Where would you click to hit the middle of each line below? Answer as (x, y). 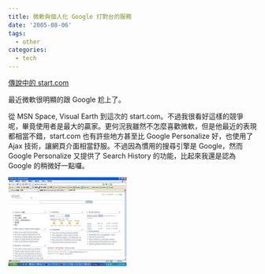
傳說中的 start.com (39, 83)
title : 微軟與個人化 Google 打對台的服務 (70, 17)
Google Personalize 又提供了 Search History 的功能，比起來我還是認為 (122, 156)
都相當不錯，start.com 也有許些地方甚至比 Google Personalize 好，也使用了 (131, 136)
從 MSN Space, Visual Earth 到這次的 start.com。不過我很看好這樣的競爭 (126, 116)
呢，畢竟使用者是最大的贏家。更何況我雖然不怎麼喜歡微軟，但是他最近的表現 (132, 126)
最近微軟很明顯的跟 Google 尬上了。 (67, 99)
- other (28, 42)
